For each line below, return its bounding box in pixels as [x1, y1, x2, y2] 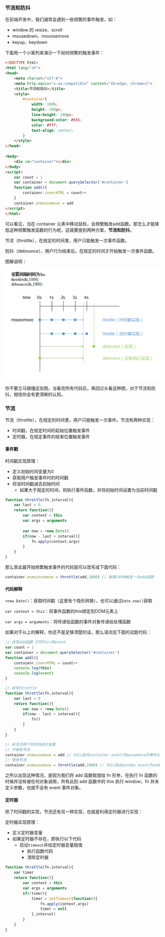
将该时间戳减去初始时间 [12, 481, 60, 487]
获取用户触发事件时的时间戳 [12, 475, 69, 481]
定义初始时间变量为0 [12, 468, 54, 474]
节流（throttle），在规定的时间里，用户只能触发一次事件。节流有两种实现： [5, 417, 156, 423]
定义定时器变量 [12, 830, 43, 836]
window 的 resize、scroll [12, 27, 63, 33]
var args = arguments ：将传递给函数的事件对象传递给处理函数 [5, 619, 131, 625]
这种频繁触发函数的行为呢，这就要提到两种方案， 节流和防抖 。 [9, 227, 134, 233]
